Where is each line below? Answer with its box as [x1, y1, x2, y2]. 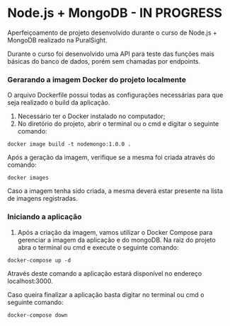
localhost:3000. [7, 276, 53, 285]
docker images [7, 175, 50, 182]
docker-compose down [7, 311, 69, 319]
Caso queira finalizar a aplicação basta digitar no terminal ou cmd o [7, 290, 205, 298]
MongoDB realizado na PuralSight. [7, 35, 108, 44]
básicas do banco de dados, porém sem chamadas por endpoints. [7, 57, 201, 65]
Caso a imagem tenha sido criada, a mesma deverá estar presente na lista [7, 187, 223, 195]
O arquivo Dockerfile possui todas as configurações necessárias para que [7, 91, 224, 100]
